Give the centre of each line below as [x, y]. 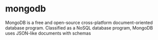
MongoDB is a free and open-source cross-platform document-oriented [79, 22]
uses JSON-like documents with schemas [48, 33]
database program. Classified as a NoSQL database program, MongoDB [79, 27]
